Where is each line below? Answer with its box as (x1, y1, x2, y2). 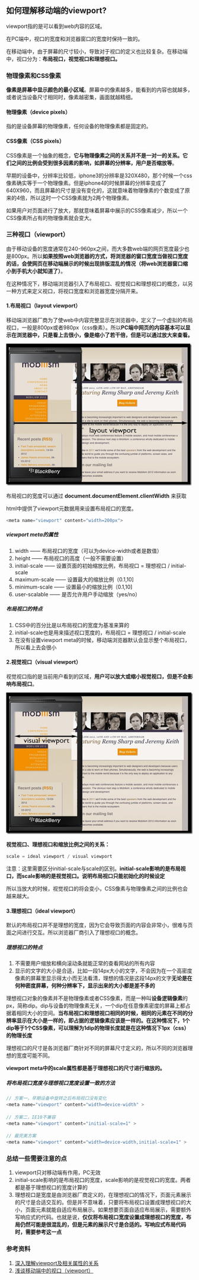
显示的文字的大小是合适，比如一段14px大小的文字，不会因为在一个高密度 (14, 967, 192, 974)
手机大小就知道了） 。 (16, 267, 66, 275)
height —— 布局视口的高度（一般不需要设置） (14, 555, 127, 562)
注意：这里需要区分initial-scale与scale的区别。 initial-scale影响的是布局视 (6, 864, 186, 872)
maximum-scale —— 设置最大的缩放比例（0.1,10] (14, 575, 134, 583)
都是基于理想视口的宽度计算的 (14, 1184, 88, 1191)
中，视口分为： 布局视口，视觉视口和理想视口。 (6, 55, 120, 62)
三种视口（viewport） (6, 231, 69, 239)
